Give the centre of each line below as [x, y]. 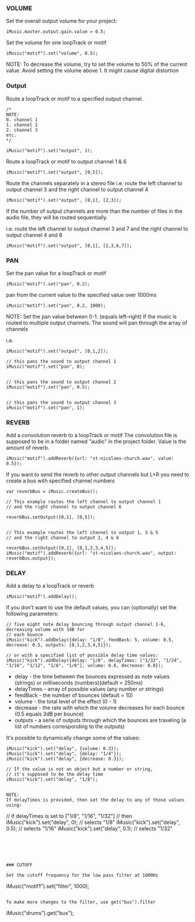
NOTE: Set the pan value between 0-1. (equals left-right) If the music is [91, 316]
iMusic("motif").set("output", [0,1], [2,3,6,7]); [69, 246]
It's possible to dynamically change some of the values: [73, 738]
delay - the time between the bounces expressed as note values [92, 676]
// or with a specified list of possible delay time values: [82, 656]
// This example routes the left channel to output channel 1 [83, 502]
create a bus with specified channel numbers [61, 481]
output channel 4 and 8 [34, 235]
